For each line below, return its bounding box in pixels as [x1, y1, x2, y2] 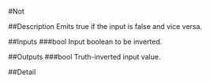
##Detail [8, 67, 36, 77]
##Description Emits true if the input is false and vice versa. [8, 22, 203, 31]
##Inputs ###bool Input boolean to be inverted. [8, 37, 163, 46]
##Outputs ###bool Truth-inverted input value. [8, 52, 161, 61]
